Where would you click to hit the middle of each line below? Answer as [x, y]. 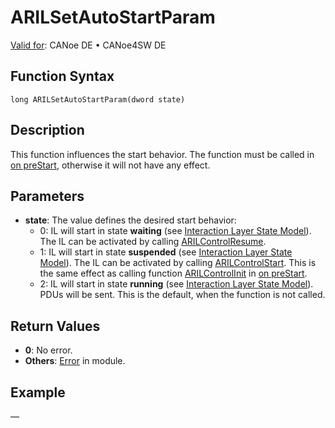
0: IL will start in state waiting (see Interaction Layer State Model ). [175, 231]
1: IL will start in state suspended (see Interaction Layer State [166, 252]
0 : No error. [48, 350]
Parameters [47, 196]
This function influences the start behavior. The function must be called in [162, 154]
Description [47, 130]
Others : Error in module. [75, 361]
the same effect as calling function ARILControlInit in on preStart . [173, 273]
